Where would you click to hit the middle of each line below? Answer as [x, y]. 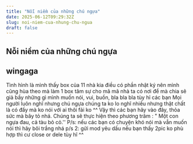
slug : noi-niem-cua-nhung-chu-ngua [49, 22]
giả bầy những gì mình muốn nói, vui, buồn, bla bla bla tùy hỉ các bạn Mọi [94, 97]
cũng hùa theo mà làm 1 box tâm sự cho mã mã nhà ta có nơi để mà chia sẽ [96, 92]
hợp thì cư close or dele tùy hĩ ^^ [45, 135]
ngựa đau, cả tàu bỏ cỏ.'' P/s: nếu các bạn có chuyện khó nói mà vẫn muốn [97, 122]
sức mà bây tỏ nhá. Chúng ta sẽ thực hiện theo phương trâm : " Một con [92, 116]
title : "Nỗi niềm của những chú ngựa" [53, 11]
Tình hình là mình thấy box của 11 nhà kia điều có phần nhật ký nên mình [93, 85]
